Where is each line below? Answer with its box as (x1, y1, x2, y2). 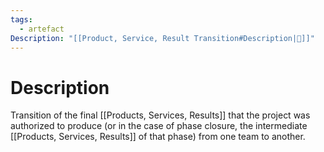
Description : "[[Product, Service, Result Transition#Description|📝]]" (10, 33, 315, 43)
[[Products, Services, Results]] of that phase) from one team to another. (10, 131, 306, 143)
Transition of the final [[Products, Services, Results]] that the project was (10, 109, 311, 121)
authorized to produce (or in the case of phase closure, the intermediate (10, 120, 308, 132)
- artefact (19, 24, 65, 34)
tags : (10, 14, 33, 25)
